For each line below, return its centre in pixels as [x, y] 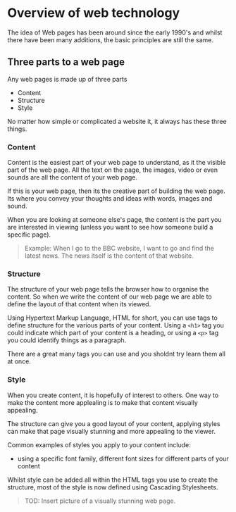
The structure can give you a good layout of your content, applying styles [114, 423]
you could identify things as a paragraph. [67, 340]
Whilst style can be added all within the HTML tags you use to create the [113, 480]
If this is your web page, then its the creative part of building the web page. [116, 191]
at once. [19, 361]
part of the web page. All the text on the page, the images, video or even [113, 170]
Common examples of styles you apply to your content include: [99, 444]
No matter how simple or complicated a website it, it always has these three [117, 121]
